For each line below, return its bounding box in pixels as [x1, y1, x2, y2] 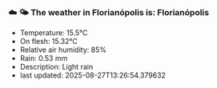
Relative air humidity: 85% [19, 45, 106, 54]
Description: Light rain [19, 62, 94, 72]
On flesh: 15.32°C [19, 37, 78, 46]
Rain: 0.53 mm [19, 54, 68, 63]
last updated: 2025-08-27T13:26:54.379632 [19, 70, 167, 80]
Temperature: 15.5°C [19, 28, 88, 38]
